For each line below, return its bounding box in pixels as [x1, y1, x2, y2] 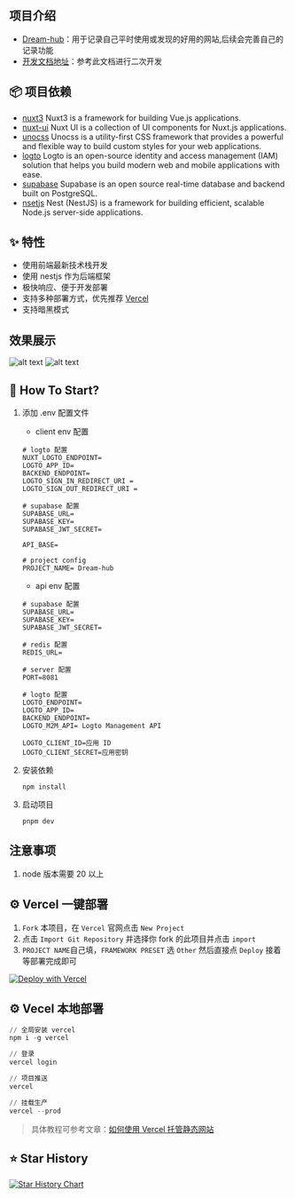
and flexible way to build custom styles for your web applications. [21, 140, 262, 151]
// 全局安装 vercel [9, 1025, 76, 1035]
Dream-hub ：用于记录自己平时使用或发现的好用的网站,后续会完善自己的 [21, 34, 283, 44]
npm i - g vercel [9, 1034, 69, 1043]
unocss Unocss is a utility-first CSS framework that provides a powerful [21, 131, 284, 142]
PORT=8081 [21, 673, 59, 682]
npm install [21, 782, 66, 792]
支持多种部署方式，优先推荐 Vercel [21, 293, 149, 304]
